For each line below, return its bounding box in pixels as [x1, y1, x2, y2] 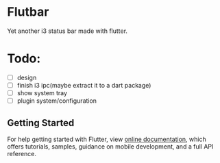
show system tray [16, 89, 67, 97]
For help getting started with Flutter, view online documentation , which [7, 135, 207, 143]
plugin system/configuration [16, 97, 97, 105]
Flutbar [7, 4, 49, 20]
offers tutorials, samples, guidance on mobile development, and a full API [7, 142, 214, 151]
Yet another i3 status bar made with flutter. [7, 27, 128, 35]
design [16, 73, 37, 81]
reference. [7, 149, 36, 158]
